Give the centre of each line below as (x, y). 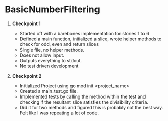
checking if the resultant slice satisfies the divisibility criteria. (84, 102)
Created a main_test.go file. (49, 91)
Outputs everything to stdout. (51, 60)
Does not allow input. (42, 55)
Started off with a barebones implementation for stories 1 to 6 (84, 33)
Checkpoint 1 (26, 23)
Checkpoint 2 (27, 76)
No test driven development (49, 66)
